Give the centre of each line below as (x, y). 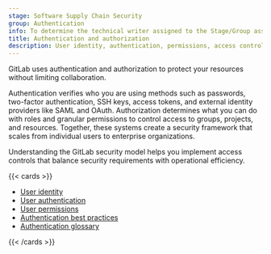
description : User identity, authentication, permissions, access (122, 46)
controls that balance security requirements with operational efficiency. (127, 161)
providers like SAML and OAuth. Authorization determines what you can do (133, 111)
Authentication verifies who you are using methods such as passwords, (127, 93)
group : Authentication (46, 23)
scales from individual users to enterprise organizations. (102, 136)
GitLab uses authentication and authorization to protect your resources (126, 69)
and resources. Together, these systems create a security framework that (130, 128)
